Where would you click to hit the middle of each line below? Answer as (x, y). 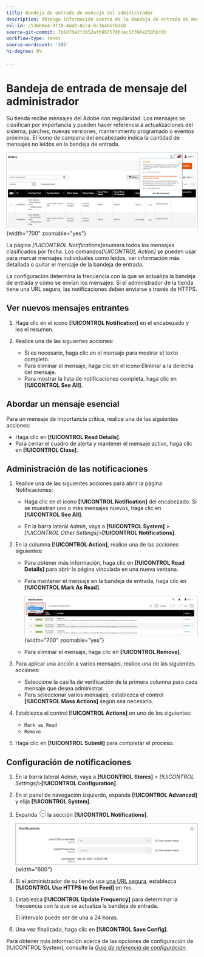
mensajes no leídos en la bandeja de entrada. (63, 144)
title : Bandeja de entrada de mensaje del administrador (80, 13)
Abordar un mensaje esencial (63, 404)
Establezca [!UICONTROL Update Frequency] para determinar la (96, 899)
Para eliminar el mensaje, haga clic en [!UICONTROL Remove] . (103, 652)
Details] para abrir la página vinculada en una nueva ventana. (101, 569)
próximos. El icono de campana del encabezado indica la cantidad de (93, 137)
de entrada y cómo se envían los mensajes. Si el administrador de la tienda (100, 282)
